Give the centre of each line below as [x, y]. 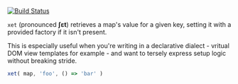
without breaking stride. [42, 61]
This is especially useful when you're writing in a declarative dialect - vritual [118, 46]
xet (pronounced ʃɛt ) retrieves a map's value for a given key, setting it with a [119, 24]
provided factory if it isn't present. [57, 32]
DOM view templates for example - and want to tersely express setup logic [117, 53]
